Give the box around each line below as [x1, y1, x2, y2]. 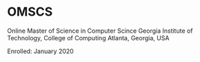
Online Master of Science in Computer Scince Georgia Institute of [7, 27, 193, 35]
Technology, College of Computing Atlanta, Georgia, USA [7, 33, 170, 42]
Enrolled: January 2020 [7, 47, 74, 55]
